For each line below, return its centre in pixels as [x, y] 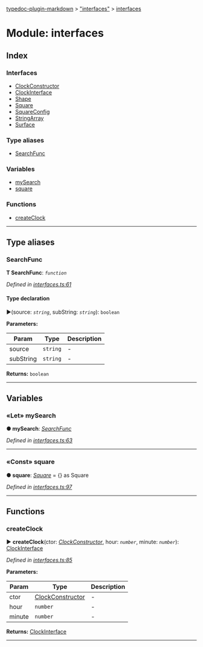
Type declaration [28, 299]
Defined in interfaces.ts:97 [39, 486]
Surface [25, 124]
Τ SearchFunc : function [37, 273]
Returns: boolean [28, 373]
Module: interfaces [55, 33]
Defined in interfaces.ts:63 [39, 440]
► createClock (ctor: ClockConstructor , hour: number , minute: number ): [93, 542]
